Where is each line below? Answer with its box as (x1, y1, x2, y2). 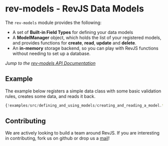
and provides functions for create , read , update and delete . (12, 39, 136, 45)
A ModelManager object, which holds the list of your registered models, (12, 34, 161, 40)
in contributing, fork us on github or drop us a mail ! (5, 135, 110, 141)
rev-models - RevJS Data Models (5, 3, 144, 14)
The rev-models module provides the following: (5, 19, 101, 25)
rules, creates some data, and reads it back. (5, 93, 96, 99)
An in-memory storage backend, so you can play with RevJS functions (12, 45, 159, 51)
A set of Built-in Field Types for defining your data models (12, 29, 133, 35)
